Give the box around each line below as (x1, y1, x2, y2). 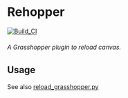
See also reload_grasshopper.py (7, 82, 99, 90)
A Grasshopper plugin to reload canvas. (7, 43, 122, 51)
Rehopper (7, 4, 65, 20)
